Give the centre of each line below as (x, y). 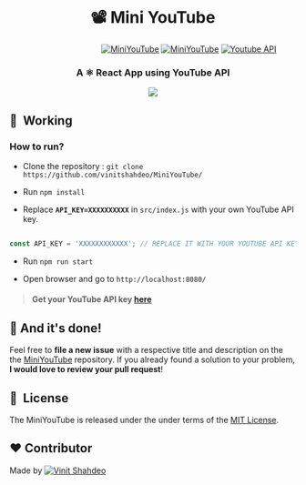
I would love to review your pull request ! (87, 369)
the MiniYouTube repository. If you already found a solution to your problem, (153, 359)
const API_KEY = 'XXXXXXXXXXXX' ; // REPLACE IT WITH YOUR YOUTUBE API (146, 243)
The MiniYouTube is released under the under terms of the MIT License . (144, 420)
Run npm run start (58, 261)
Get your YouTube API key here (92, 299)
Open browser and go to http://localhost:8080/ (114, 278)
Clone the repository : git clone (83, 166)
